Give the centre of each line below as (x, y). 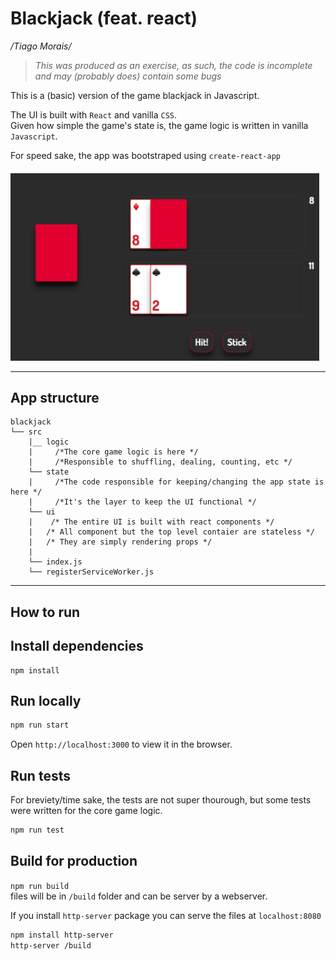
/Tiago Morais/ (41, 46)
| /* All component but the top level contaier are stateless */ (171, 532)
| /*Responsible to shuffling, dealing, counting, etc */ (160, 462)
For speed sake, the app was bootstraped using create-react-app (145, 155)
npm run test (37, 830)
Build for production (74, 861)
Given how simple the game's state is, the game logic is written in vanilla (159, 125)
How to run (45, 612)
